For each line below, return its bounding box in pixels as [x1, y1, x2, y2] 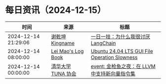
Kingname [51, 40, 75, 46]
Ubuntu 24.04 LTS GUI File [90, 47, 153, 54]
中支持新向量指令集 [90, 70, 136, 77]
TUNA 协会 [51, 70, 77, 77]
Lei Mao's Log [51, 47, 84, 54]
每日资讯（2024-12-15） [5, 4, 106, 16]
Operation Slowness [90, 54, 138, 61]
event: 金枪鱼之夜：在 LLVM [90, 63, 156, 70]
